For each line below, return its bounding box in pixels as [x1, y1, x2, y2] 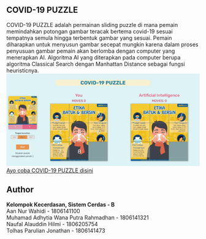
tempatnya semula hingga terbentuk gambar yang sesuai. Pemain [6, 34, 172, 42]
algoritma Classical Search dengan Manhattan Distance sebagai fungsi [6, 60, 185, 67]
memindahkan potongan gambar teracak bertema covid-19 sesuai [6, 28, 173, 35]
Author [6, 184, 34, 195]
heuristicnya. [6, 67, 39, 74]
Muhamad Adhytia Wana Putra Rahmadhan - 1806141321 [6, 214, 149, 221]
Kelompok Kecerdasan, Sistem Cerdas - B [6, 200, 115, 208]
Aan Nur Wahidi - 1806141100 [6, 207, 81, 214]
